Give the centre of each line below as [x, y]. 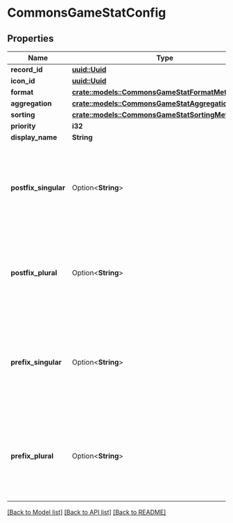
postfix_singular [38, 188]
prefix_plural [32, 456]
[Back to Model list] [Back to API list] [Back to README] [87, 512]
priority [23, 126]
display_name [34, 137]
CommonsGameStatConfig [87, 13]
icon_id [23, 81]
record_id [27, 69]
